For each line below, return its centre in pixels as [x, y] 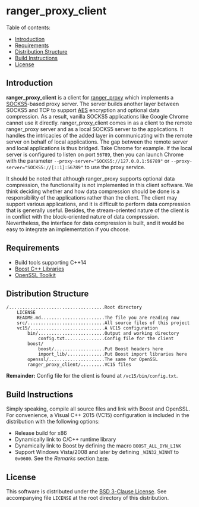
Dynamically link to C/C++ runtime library [65, 440]
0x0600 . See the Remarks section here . [62, 458]
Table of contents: [28, 27]
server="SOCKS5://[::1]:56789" [45, 167]
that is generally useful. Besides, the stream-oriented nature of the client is [98, 210]
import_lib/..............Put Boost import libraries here [112, 354]
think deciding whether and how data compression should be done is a [93, 191]
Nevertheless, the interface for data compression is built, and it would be [95, 223]
